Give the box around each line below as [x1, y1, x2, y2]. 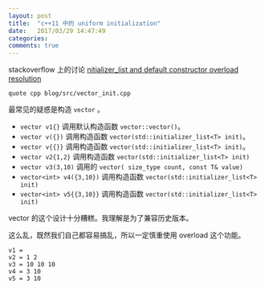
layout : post [8, 11, 52, 20]
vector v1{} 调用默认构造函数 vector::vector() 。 [19, 122, 185, 131]
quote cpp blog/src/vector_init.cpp [8, 89, 131, 97]
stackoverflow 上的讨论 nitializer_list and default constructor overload [8, 65, 239, 75]
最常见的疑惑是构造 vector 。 [8, 105, 104, 114]
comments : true [8, 42, 59, 50]
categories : [8, 34, 48, 43]
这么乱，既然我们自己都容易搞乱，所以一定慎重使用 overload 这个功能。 [8, 230, 246, 240]
